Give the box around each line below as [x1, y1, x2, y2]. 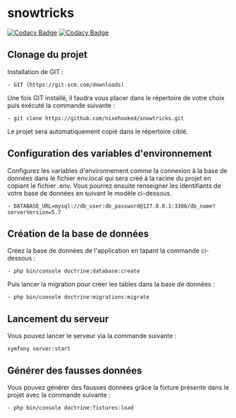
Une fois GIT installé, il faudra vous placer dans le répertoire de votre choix [7, 93, 225, 102]
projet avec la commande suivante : [7, 390, 111, 399]
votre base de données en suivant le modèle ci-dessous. [7, 189, 173, 197]
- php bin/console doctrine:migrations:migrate [7, 294, 150, 301]
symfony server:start [7, 345, 71, 352]
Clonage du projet [7, 49, 88, 61]
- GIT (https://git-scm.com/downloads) [7, 81, 125, 88]
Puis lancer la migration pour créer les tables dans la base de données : [7, 280, 215, 289]
